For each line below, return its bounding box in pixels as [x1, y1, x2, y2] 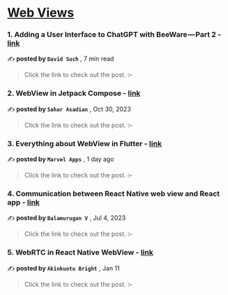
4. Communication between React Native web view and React [7, 189, 220, 198]
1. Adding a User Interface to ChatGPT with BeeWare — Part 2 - [7, 30, 222, 40]
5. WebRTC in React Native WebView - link [7, 248, 153, 257]
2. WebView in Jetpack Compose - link [7, 88, 141, 98]
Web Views [7, 5, 75, 21]
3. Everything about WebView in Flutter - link [7, 138, 162, 148]
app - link [7, 198, 40, 207]
